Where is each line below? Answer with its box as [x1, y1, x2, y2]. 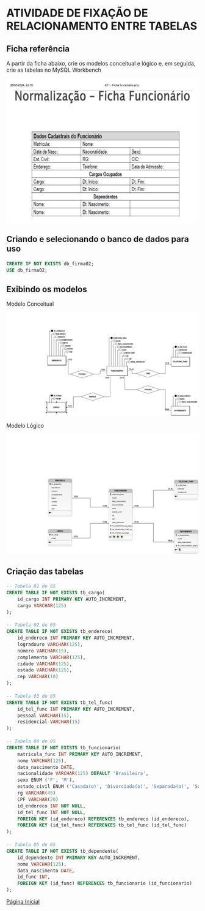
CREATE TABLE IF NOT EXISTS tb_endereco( [6, 629, 113, 635]
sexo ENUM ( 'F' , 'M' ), [17, 777, 75, 784]
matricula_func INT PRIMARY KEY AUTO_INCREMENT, [17, 751, 143, 757]
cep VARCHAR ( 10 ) [17, 674, 59, 680]
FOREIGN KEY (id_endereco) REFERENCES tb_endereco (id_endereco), [17, 815, 190, 822]
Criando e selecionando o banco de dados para [6, 234, 189, 244]
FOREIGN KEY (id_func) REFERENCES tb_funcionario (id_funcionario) [17, 880, 192, 886]
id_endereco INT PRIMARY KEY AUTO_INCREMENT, [17, 635, 135, 641]
